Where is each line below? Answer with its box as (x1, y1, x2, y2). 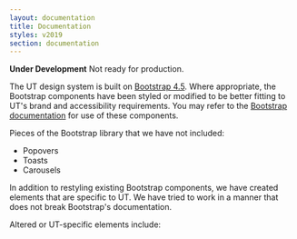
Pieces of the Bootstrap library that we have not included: (9, 128, 225, 139)
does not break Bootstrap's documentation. (9, 202, 173, 213)
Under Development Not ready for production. (9, 64, 184, 75)
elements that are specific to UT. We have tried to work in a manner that (9, 192, 279, 203)
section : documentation (9, 38, 100, 48)
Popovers (22, 145, 59, 156)
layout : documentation (9, 13, 95, 23)
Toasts (22, 155, 48, 166)
